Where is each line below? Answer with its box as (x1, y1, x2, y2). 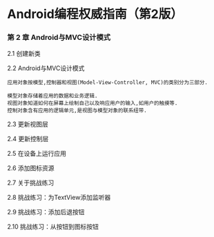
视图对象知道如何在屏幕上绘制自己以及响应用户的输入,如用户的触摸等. (7, 100, 178, 107)
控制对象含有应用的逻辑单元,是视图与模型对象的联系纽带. (7, 107, 147, 114)
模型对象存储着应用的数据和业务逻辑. (7, 92, 98, 100)
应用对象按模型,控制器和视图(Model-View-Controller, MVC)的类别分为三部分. (7, 79, 208, 86)
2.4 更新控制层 (7, 135, 49, 143)
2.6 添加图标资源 (7, 164, 55, 172)
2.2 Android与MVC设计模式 (7, 64, 85, 72)
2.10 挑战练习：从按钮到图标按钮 (7, 223, 99, 231)
